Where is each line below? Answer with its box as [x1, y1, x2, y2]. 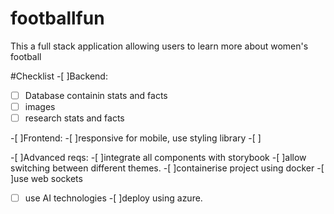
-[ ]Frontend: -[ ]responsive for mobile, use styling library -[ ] [10, 132, 262, 144]
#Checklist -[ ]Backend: [10, 70, 108, 82]
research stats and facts [24, 112, 125, 124]
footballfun [10, 7, 105, 30]
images [24, 101, 56, 112]
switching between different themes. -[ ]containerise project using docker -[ [10, 162, 325, 174]
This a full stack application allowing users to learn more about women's [10, 40, 309, 52]
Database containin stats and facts [24, 89, 168, 101]
